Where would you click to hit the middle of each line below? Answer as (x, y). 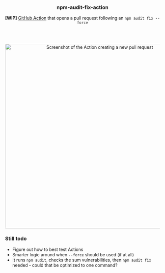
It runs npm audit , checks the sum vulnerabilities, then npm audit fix (82, 260)
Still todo (16, 239)
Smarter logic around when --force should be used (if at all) (73, 254)
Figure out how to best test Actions (48, 249)
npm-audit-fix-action (82, 7)
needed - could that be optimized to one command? (65, 265)
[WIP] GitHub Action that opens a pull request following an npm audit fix (79, 18)
